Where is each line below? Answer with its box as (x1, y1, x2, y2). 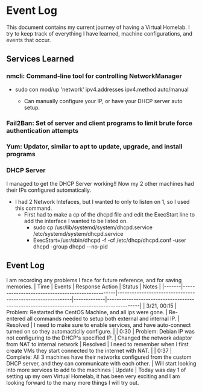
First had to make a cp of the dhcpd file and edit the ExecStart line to (24, 210, 195, 218)
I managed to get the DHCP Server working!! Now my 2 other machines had (6, 180, 194, 187)
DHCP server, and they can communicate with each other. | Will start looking (6, 359, 197, 367)
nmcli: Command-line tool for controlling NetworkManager (6, 72, 182, 80)
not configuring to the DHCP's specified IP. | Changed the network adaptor (6, 334, 193, 341)
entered (6, 315, 26, 322)
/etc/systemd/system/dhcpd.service (33, 230, 124, 237)
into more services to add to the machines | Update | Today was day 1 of (6, 366, 186, 373)
